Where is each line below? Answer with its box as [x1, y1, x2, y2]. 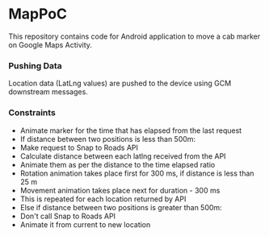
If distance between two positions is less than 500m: [19, 134, 196, 143]
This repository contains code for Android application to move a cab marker [8, 31, 261, 41]
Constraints [8, 107, 57, 118]
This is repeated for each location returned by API [19, 194, 187, 204]
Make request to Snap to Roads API [19, 143, 139, 152]
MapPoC [8, 5, 67, 23]
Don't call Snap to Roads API [19, 211, 116, 221]
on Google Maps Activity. [8, 39, 93, 49]
